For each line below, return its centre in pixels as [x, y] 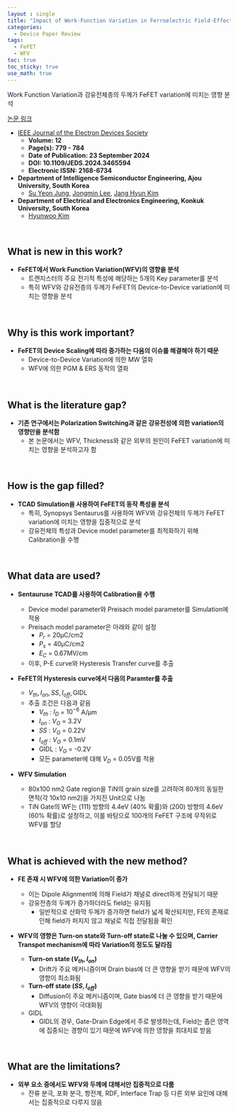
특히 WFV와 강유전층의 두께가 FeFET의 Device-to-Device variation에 [125, 287]
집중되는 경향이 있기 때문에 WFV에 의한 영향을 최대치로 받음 [129, 1030]
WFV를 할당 [45, 825]
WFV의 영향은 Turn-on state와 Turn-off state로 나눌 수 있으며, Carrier [118, 936]
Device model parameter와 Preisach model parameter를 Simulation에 [128, 609]
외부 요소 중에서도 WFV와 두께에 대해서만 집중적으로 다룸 [96, 1085]
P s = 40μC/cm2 [62, 645]
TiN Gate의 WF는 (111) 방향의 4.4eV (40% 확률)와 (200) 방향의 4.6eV [125, 807]
